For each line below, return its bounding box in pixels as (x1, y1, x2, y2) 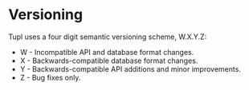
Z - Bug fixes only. (19, 72, 81, 82)
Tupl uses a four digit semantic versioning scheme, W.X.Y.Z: (8, 32, 207, 41)
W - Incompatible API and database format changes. (19, 47, 194, 57)
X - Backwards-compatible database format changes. (19, 56, 198, 65)
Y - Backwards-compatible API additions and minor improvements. (19, 64, 241, 73)
